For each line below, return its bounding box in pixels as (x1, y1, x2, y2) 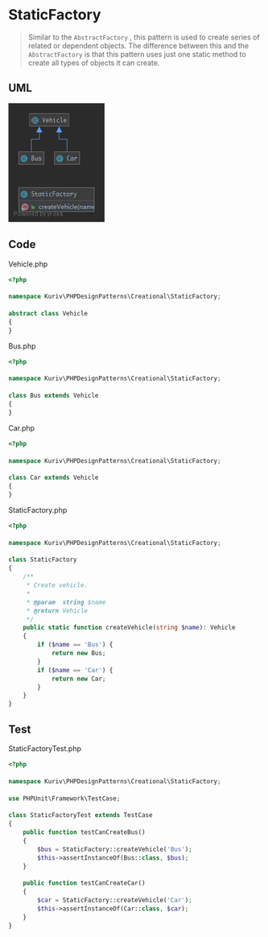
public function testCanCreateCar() (23, 879, 146, 887)
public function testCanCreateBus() (23, 828, 146, 836)
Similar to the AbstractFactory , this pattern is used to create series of (27, 32, 260, 42)
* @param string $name (26, 598, 106, 606)
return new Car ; (51, 675, 106, 683)
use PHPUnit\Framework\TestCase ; (8, 795, 121, 803)
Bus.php (8, 341, 36, 351)
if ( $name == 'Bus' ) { (37, 641, 113, 649)
